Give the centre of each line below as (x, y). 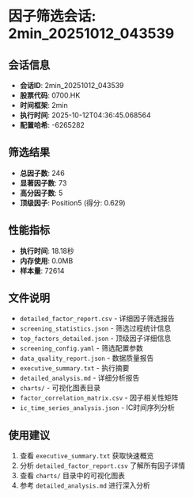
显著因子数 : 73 (43, 182)
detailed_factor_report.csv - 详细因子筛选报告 (97, 319)
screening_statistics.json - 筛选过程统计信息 (95, 328)
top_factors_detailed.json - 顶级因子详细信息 (95, 339)
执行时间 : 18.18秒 (47, 251)
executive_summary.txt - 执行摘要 (74, 368)
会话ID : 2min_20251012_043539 (72, 85)
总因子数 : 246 (42, 173)
